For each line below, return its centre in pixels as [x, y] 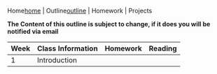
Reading [163, 48]
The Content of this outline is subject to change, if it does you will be [109, 24]
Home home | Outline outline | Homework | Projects [80, 11]
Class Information [68, 48]
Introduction [57, 60]
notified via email [33, 31]
